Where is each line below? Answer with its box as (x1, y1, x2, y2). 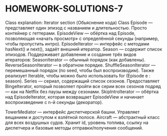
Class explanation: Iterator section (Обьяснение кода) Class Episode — (5, 19, 153, 25)
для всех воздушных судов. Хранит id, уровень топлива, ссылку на (5, 119, 149, 125)
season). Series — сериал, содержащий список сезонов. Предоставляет (5, 78, 160, 84)
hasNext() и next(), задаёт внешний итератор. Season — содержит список (5, 46, 163, 52)
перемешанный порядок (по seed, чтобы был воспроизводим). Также (5, 67, 155, 73)
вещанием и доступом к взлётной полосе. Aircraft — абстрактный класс (5, 114, 160, 120)
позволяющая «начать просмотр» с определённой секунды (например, (5, 35, 159, 41)
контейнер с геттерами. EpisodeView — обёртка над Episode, (5, 30, 136, 36)
